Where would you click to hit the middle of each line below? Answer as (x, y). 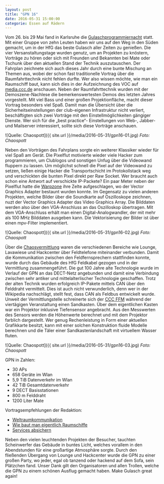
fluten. (12, 336)
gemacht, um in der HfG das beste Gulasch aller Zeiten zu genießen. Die (78, 48)
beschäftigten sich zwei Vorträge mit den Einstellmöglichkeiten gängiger (78, 115)
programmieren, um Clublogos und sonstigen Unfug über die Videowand (78, 160)
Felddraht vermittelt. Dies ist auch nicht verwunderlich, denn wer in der (77, 289)
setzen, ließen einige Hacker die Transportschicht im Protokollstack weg (78, 171)
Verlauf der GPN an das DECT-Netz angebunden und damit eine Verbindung (82, 273)
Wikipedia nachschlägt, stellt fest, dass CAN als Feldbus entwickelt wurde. (80, 294)
